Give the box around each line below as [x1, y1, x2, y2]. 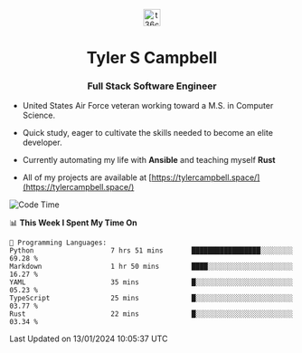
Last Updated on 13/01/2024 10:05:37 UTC [9, 333, 168, 344]
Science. [22, 110, 56, 121]
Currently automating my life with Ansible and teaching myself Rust [22, 155, 276, 166]
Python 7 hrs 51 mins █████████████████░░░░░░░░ [9, 246, 294, 255]
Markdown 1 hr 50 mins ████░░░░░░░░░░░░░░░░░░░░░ [9, 262, 294, 272]
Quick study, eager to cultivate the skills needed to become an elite [22, 128, 274, 138]
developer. [22, 137, 62, 148]
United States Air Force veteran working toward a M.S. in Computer [22, 100, 274, 111]
